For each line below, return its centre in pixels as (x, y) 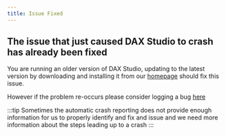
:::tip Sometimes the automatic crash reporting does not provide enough (110, 110)
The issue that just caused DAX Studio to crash (110, 42)
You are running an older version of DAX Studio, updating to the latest (106, 69)
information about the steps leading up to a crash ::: (80, 125)
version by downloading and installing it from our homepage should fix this (113, 76)
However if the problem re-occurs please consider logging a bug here (106, 97)
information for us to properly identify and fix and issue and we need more (113, 117)
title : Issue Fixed (35, 13)
